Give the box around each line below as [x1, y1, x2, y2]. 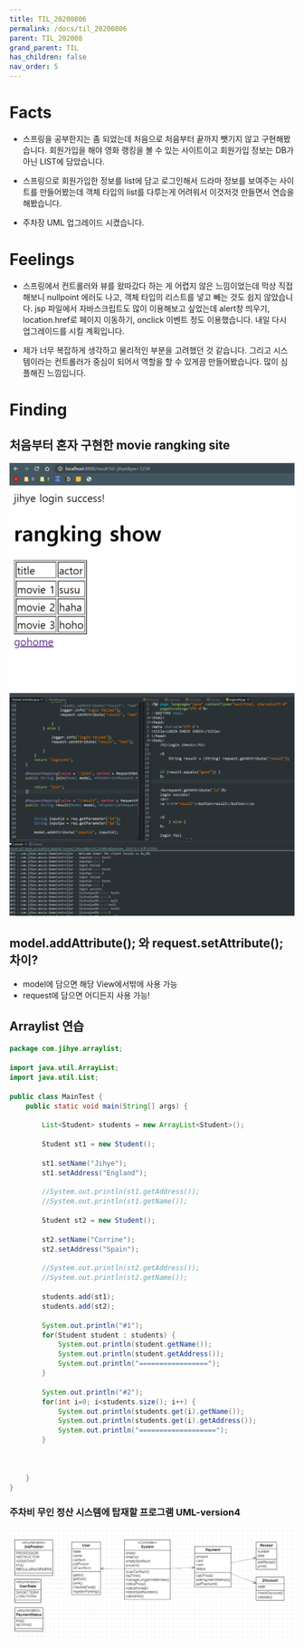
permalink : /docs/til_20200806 [9, 24, 128, 33]
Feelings [9, 250, 75, 270]
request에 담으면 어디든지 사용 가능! [22, 990, 151, 1000]
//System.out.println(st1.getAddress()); [42, 1188, 201, 1197]
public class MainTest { [9, 1092, 103, 1101]
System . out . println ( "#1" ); [42, 1321, 144, 1330]
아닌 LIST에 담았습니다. [22, 156, 106, 166]
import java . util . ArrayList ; [9, 1064, 119, 1073]
